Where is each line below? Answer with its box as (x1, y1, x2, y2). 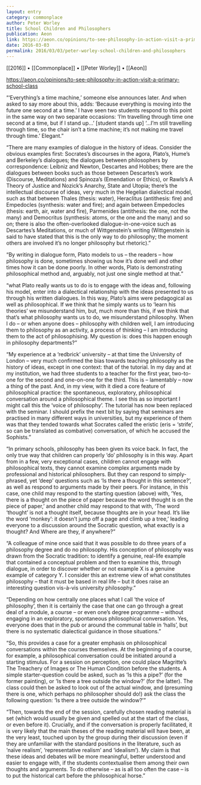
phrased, (6, 477, 29, 484)
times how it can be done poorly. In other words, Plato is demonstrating (6, 263, 182, 270)
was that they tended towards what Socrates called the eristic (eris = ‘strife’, (6, 420, 194, 428)
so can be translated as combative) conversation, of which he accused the (6, 427, 190, 434)
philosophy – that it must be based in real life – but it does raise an (6, 578, 169, 585)
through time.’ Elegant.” (6, 132, 64, 139)
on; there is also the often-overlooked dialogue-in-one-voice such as (6, 220, 176, 227)
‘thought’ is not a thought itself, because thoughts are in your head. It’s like (6, 509, 190, 516)
